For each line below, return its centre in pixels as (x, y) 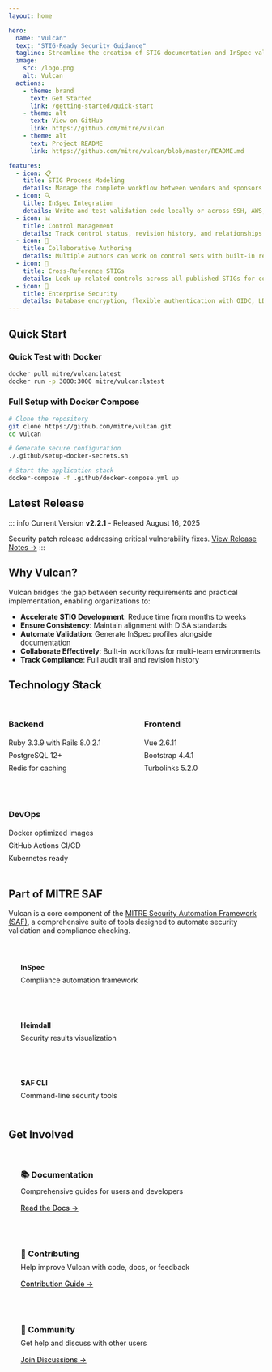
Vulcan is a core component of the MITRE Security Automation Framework (132, 914)
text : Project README (66, 143)
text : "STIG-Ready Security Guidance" (81, 45)
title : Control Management (68, 226)
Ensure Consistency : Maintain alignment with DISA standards (123, 625)
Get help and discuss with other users (84, 1343)
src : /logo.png (49, 68)
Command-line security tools (69, 1096)
